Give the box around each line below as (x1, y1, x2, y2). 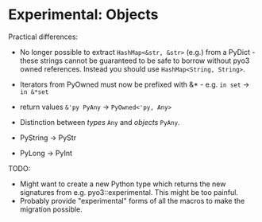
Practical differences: (8, 32, 78, 41)
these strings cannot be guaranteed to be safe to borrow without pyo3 (19, 56, 250, 65)
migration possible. (19, 204, 83, 214)
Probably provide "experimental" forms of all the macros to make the (19, 196, 245, 205)
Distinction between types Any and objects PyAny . (19, 117, 180, 127)
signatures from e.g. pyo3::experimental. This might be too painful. (19, 187, 238, 197)
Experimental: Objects (8, 6, 159, 24)
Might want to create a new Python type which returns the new (19, 179, 226, 189)
